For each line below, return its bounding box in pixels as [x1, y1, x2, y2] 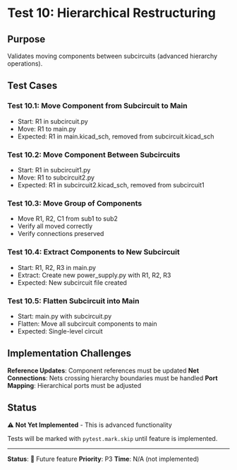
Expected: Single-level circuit [17, 327, 103, 335]
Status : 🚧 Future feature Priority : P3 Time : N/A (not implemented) [7, 454, 200, 463]
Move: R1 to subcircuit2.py [17, 173, 95, 182]
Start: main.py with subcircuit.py [17, 312, 112, 320]
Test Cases [7, 80, 58, 92]
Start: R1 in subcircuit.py [17, 117, 88, 125]
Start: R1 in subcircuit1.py [17, 165, 91, 174]
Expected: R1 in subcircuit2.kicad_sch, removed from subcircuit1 [17, 180, 205, 189]
